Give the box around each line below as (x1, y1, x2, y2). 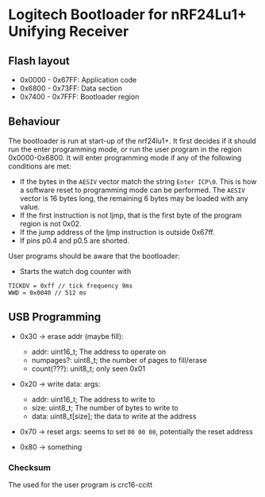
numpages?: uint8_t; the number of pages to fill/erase (31, 355, 208, 364)
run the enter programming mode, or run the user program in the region (8, 144, 242, 154)
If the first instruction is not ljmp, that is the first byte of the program (19, 210, 242, 220)
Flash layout (8, 54, 70, 67)
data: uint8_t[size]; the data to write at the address (31, 411, 197, 421)
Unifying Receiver (8, 22, 129, 40)
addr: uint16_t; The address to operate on (31, 347, 167, 356)
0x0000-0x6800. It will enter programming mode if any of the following (8, 152, 242, 162)
